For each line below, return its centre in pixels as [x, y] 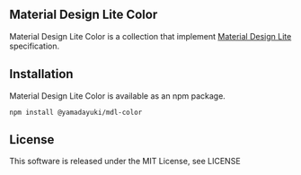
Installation [41, 74]
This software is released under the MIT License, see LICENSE [125, 162]
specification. [35, 46]
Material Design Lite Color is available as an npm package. [118, 96]
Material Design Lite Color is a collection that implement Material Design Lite [150, 36]
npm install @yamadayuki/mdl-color [76, 112]
